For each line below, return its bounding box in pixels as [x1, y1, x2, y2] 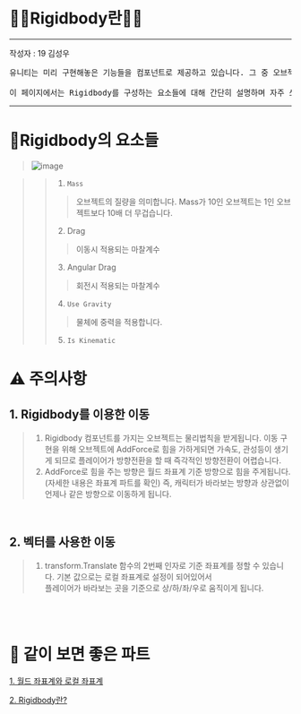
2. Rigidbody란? [9, 694, 67, 705]
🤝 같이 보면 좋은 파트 [9, 644, 150, 664]
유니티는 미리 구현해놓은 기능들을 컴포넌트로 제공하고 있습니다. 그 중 [9, 67, 269, 77]
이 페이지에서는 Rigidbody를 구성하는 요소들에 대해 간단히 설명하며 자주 [9, 87, 285, 98]
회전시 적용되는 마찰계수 [75, 280, 160, 291]
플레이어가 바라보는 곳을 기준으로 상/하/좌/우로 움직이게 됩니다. [44, 582, 264, 593]
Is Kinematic [66, 336, 116, 345]
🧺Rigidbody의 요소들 [9, 131, 159, 151]
